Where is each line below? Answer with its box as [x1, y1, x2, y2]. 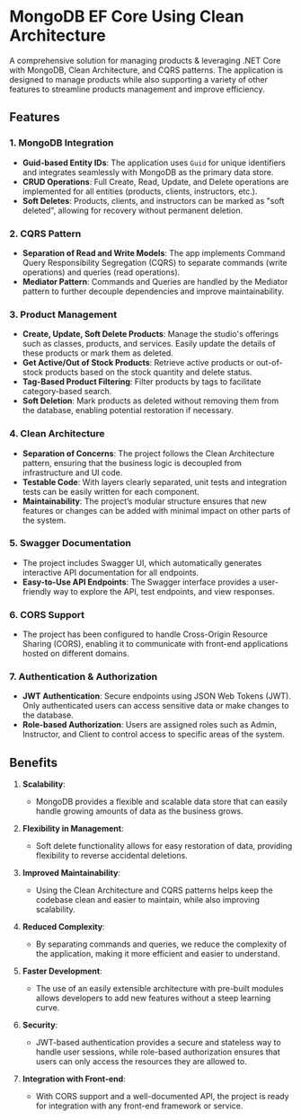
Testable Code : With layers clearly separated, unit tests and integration [22, 476, 288, 487]
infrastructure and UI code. [22, 467, 123, 478]
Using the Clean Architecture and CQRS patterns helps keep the [35, 885, 273, 895]
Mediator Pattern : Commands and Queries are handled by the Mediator [22, 276, 288, 287]
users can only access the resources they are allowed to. [35, 1056, 247, 1067]
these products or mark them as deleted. [22, 348, 173, 358]
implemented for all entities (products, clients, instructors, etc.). [22, 186, 258, 197]
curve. [35, 1002, 60, 1013]
